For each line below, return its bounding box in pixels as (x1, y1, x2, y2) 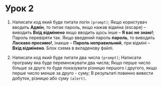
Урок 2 (5, 3, 34, 14)
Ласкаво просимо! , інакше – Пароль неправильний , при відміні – (12, 40, 150, 45)
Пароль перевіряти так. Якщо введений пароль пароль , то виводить (12, 35, 155, 41)
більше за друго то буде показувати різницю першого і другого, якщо (12, 64, 157, 71)
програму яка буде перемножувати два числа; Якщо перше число (12, 60, 151, 65)
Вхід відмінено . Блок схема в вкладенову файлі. (12, 45, 114, 51)
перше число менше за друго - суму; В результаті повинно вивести (12, 70, 153, 76)
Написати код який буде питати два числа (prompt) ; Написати (12, 54, 142, 60)
